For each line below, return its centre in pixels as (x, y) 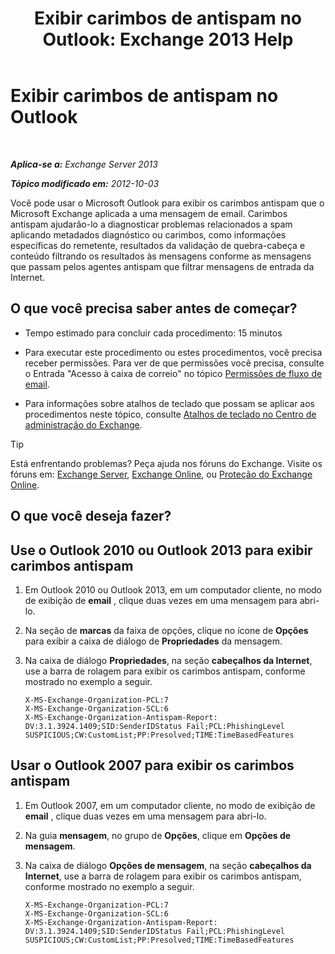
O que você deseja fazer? (91, 516)
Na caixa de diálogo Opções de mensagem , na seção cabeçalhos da (168, 865)
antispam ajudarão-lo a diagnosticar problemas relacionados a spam (151, 224)
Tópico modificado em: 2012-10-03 (85, 183)
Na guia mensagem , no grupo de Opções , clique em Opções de (158, 835)
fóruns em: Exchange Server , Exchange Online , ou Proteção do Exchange (161, 474)
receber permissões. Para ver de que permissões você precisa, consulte (174, 363)
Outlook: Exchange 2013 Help (168, 39)
